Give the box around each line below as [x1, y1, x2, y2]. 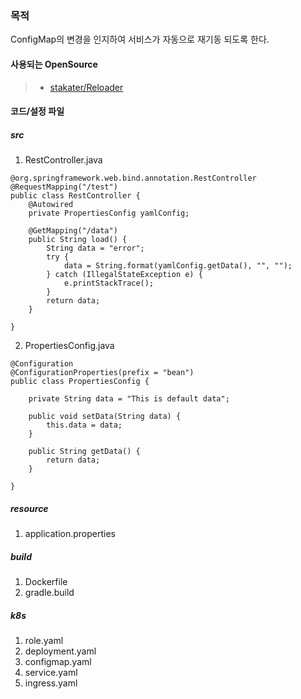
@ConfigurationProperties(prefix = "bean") [10, 368, 195, 378]
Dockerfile [24, 576, 68, 587]
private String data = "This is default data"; [28, 394, 230, 404]
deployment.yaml [24, 645, 97, 657]
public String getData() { [28, 447, 141, 457]
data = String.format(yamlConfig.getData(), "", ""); [63, 261, 293, 271]
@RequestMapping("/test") [10, 182, 118, 192]
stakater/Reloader [49, 81, 124, 93]
